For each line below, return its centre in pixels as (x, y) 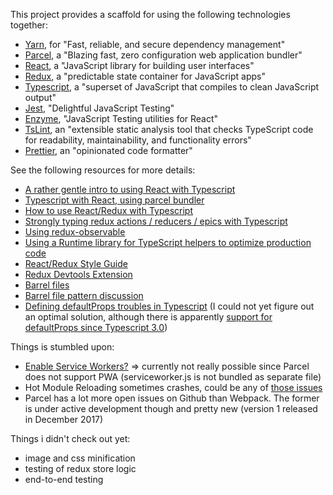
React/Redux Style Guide (76, 263)
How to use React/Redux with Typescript (109, 210)
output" (40, 97)
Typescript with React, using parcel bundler (114, 200)
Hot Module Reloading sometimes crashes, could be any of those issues (173, 387)
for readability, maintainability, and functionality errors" (138, 140)
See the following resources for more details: (103, 170)
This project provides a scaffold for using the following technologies (150, 14)
